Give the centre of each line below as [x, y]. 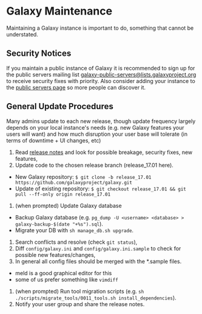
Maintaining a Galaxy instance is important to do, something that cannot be [100, 28]
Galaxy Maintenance [59, 11]
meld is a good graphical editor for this [63, 273]
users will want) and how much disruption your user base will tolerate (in [97, 134]
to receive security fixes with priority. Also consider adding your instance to [101, 81]
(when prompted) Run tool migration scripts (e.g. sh [79, 291]
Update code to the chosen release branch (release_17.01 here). [94, 165]
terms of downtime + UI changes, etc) [54, 140]
